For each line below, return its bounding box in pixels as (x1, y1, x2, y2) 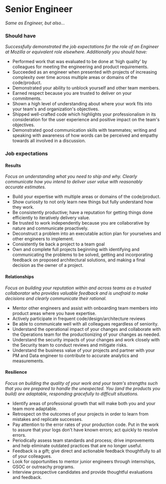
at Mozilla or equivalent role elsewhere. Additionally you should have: (5, 49, 148, 55)
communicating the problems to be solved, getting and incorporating (12, 252, 153, 258)
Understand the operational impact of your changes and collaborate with (12, 326, 161, 332)
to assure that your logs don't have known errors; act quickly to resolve (12, 426, 158, 433)
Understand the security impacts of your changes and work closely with (12, 336, 160, 342)
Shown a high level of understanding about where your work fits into (12, 101, 153, 107)
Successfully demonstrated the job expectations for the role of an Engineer (5, 44, 159, 50)
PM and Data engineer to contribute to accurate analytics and (12, 352, 138, 358)
